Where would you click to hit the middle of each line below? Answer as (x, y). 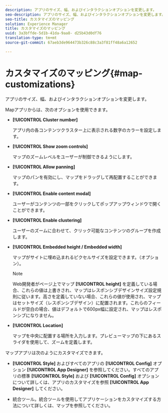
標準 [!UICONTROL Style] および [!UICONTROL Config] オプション (90, 376)
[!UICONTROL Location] (38, 325)
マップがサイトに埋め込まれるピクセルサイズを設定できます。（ (77, 257)
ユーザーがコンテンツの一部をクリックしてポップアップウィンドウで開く (87, 203)
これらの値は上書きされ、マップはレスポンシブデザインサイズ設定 (89, 290)
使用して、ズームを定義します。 (62, 342)
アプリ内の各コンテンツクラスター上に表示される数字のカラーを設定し (85, 130)
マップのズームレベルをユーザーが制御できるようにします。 (73, 157)
